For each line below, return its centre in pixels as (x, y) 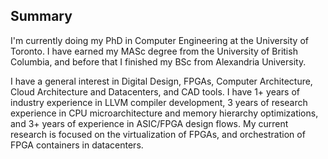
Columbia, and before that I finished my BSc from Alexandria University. (158, 61)
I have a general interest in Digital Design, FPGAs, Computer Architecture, (161, 81)
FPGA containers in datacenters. (77, 145)
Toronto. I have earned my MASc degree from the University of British (154, 51)
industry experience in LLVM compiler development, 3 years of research (159, 102)
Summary (41, 16)
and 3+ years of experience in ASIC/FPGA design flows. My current (149, 123)
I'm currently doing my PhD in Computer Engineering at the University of (159, 40)
